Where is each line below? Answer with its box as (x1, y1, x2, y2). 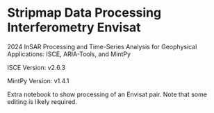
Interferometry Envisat (7, 19, 141, 35)
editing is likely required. (7, 97, 78, 105)
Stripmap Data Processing (7, 5, 162, 21)
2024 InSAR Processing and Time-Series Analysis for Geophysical (7, 42, 197, 51)
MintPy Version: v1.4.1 (7, 76, 69, 85)
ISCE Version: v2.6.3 (7, 63, 66, 71)
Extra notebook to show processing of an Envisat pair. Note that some (7, 90, 207, 98)
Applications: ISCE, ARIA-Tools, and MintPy (7, 50, 131, 58)
